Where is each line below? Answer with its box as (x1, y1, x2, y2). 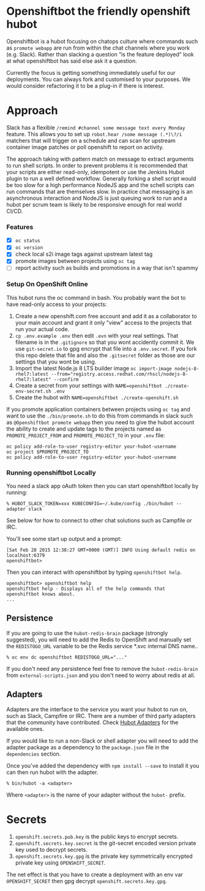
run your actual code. (15, 325, 70, 332)
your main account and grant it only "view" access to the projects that (15, 319, 192, 326)
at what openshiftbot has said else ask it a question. (6, 57, 138, 64)
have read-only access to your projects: (6, 300, 107, 308)
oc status (15, 238, 41, 244)
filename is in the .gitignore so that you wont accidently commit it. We (15, 338, 195, 346)
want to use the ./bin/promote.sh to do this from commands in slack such (6, 412, 193, 419)
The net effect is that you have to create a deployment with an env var (6, 871, 184, 878)
